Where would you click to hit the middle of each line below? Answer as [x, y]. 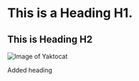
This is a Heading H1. [70, 13]
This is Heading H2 [50, 39]
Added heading [30, 70]
